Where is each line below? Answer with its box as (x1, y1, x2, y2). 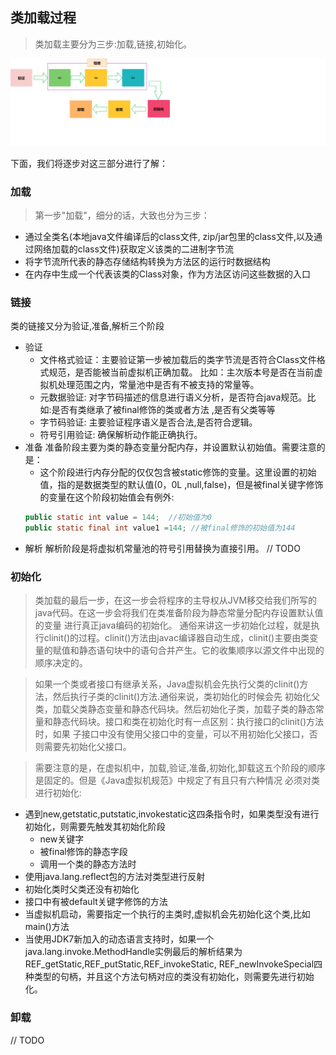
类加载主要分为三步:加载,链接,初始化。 (34, 38, 192, 50)
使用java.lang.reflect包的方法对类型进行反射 (24, 871, 206, 883)
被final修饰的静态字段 (39, 846, 128, 858)
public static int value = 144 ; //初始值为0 (24, 513, 213, 523)
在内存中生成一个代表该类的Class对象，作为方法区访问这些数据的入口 (24, 268, 312, 280)
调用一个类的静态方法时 (39, 858, 137, 870)
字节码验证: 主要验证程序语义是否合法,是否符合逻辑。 (39, 416, 258, 428)
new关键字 (39, 833, 85, 845)
